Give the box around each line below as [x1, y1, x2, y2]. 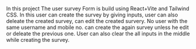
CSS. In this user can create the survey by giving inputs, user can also [6, 11, 178, 18]
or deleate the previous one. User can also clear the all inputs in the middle [6, 30, 190, 37]
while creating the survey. [6, 37, 70, 43]
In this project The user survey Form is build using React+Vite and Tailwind [6, 5, 189, 12]
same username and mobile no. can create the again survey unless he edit [6, 24, 189, 31]
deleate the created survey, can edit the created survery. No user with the [6, 18, 188, 24]
